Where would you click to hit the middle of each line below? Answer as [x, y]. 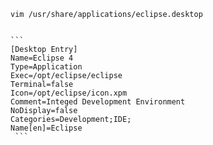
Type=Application [46, 67]
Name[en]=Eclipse [46, 128]
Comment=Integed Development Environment [98, 102]
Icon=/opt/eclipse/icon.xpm [69, 93]
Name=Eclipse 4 [42, 58]
